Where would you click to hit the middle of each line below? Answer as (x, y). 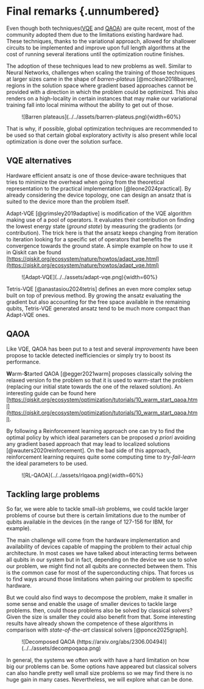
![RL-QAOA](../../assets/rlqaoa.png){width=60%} (83, 475)
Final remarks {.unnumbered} (83, 11)
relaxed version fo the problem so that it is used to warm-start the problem (100, 380)
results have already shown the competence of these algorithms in (90, 624)
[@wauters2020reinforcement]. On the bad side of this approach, (89, 450)
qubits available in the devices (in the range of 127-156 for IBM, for (90, 522)
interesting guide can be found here (51, 393)
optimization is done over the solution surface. (65, 141)
